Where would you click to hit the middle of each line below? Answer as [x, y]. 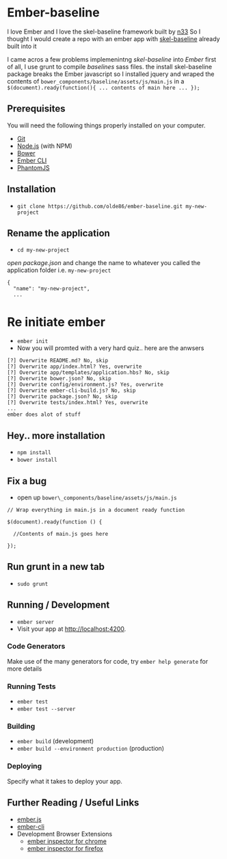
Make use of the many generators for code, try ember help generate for [108, 661]
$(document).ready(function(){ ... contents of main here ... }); [104, 88]
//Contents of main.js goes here [61, 534]
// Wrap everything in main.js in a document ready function [96, 510]
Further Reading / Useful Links [73, 803]
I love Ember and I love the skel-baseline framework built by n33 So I [104, 32]
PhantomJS [33, 167]
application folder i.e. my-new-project [59, 270]
